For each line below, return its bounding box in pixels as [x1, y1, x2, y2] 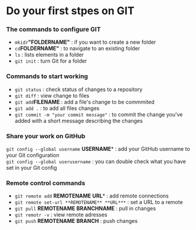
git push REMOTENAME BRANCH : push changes [14, 218, 138, 225]
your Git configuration [6, 152, 60, 159]
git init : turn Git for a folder [14, 57, 87, 64]
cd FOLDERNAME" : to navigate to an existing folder [14, 45, 141, 52]
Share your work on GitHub [6, 132, 86, 140]
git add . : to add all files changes [14, 105, 100, 112]
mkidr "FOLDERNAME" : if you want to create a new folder [14, 38, 156, 46]
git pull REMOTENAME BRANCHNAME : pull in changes [14, 205, 156, 212]
